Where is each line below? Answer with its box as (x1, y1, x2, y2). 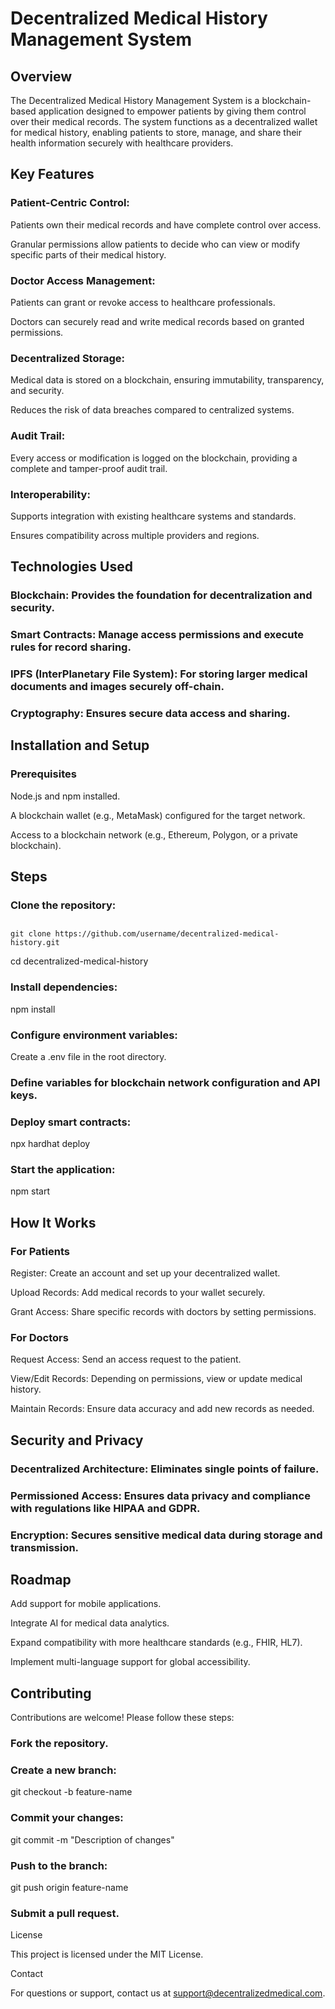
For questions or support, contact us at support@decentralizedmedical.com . (10, 1987, 326, 1999)
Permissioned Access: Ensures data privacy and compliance (10, 1488, 311, 1502)
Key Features (10, 166, 95, 183)
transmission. (10, 1540, 80, 1554)
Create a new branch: (10, 1763, 117, 1777)
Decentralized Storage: (10, 351, 125, 365)
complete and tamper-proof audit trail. (10, 462, 168, 474)
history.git (10, 938, 60, 948)
